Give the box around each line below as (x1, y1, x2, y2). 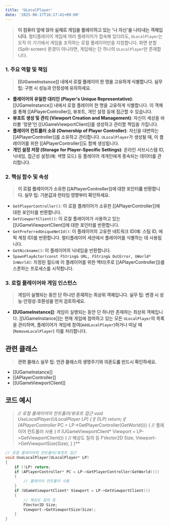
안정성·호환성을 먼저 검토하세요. (23, 298, 86, 304)
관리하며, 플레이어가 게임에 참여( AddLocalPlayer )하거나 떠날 (18, 322, 137, 328)
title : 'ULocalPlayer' (5, 7, 53, 13)
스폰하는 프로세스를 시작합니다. (12, 265, 74, 272)
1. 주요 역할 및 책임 (5, 66, 48, 73)
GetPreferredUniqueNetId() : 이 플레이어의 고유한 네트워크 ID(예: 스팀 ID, (12, 228, 158, 234)
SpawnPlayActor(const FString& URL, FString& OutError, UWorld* (12, 254, 151, 259)
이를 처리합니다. (55, 328, 87, 334)
